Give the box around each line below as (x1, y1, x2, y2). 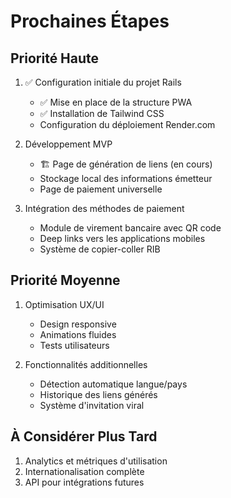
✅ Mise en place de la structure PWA (39, 96, 193, 108)
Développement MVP (24, 138, 113, 150)
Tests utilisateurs (39, 339, 110, 351)
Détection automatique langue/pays (39, 378, 188, 390)
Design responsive (39, 318, 117, 330)
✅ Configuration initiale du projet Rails (24, 76, 182, 88)
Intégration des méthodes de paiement (24, 203, 185, 214)
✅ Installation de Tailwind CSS (39, 108, 165, 119)
